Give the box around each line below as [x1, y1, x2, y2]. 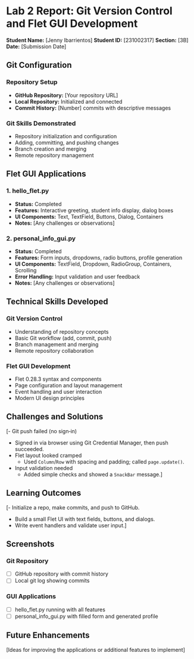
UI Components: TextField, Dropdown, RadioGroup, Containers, [14, 260, 172, 268]
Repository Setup [6, 78, 58, 86]
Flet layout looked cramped [14, 452, 82, 459]
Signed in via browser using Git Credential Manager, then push [14, 439, 168, 446]
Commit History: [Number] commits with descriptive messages [14, 104, 171, 111]
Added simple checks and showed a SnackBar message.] [23, 471, 162, 478]
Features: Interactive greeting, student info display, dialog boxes [14, 207, 174, 214]
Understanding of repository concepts [14, 328, 109, 335]
